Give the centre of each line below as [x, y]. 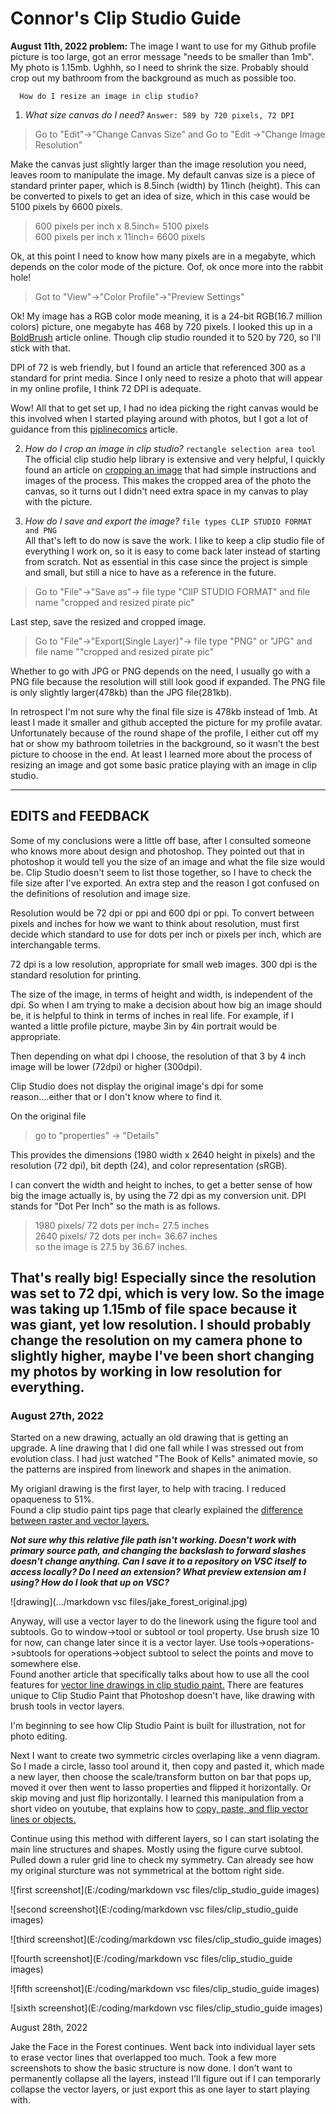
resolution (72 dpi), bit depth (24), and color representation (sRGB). [149, 1165]
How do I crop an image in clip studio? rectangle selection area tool [170, 448]
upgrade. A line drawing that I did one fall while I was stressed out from [157, 1448]
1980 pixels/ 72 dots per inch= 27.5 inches [122, 1225]
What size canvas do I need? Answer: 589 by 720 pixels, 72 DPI [159, 114]
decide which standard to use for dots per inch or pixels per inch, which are [166, 934]
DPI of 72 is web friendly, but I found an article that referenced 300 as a [158, 367]
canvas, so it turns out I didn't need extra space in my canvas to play [166, 491]
